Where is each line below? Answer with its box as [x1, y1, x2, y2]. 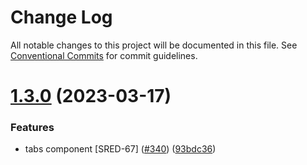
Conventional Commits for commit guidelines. [10, 49, 198, 61]
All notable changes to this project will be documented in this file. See [10, 39, 298, 51]
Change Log [10, 6, 113, 29]
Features [10, 121, 55, 135]
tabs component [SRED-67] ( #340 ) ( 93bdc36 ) [24, 143, 217, 155]
